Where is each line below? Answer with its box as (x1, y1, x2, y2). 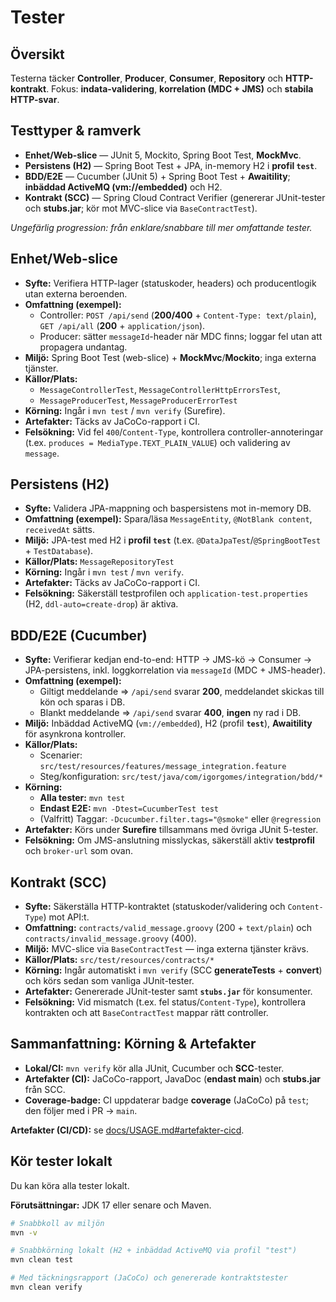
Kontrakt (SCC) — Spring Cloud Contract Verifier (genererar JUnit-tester (24, 191, 326, 203)
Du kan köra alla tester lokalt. (10, 1179, 130, 1191)
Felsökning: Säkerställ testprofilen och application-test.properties (24, 587, 309, 600)
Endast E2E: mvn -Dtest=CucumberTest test (39, 802, 219, 815)
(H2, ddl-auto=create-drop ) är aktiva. (24, 598, 179, 610)
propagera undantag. (39, 341, 128, 353)
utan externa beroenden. (24, 287, 128, 300)
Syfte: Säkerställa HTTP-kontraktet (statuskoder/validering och (24, 901, 286, 913)
